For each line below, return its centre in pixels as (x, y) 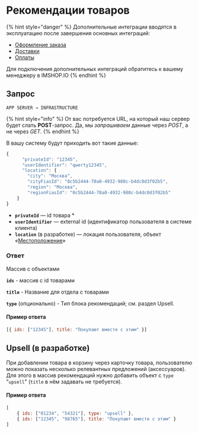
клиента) (26, 228)
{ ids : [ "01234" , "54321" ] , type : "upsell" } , (75, 413)
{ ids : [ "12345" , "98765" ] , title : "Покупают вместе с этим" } (97, 419)
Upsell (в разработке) (48, 348)
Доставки (27, 51)
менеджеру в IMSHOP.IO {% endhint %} (56, 75)
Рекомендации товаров (68, 10)
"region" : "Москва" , (53, 187)
